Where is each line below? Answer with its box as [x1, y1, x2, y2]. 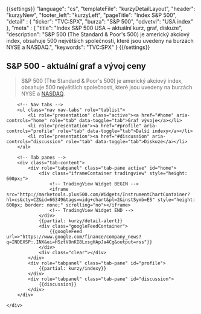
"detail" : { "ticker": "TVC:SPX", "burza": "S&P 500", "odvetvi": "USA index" [6, 18, 194, 25]
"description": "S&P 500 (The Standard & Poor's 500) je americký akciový [6, 31, 190, 38]
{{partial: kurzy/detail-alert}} [38, 217, 123, 224]
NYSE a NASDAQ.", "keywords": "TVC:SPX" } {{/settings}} [6, 43, 150, 51]
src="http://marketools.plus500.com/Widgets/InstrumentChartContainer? [6, 191, 190, 197]
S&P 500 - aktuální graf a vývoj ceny [6, 61, 146, 71]
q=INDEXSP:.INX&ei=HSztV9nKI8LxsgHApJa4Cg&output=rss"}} [6, 239, 153, 245]
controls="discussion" [6, 138, 63, 144]
